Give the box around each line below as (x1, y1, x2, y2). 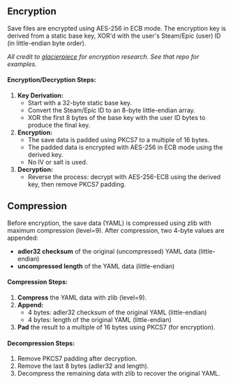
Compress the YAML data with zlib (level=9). (17, 293, 147, 302)
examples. (7, 59, 37, 68)
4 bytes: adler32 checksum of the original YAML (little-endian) (27, 308, 207, 316)
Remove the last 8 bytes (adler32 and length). (17, 362, 149, 370)
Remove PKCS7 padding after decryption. (17, 355, 137, 363)
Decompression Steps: (7, 339, 75, 347)
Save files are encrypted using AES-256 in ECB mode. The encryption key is (7, 24, 227, 32)
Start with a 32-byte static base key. (27, 99, 133, 107)
